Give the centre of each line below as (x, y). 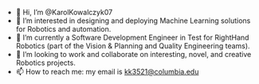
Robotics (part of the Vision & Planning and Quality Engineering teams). (133, 46)
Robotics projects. (45, 63)
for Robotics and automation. (63, 29)
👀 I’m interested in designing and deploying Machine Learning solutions (133, 21)
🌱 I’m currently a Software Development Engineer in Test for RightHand (132, 37)
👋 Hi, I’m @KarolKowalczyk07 (64, 12)
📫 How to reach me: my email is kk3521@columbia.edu (107, 72)
